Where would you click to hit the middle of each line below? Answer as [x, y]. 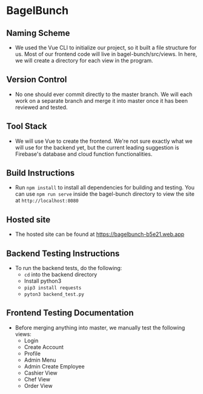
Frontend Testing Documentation [70, 313]
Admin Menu [40, 360]
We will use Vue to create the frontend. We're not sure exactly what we [104, 141]
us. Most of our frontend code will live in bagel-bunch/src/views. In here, [106, 54]
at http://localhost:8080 [47, 201]
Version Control [37, 80]
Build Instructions [41, 173]
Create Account [44, 347]
